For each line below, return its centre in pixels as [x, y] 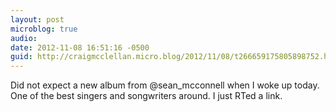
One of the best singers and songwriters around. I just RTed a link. [146, 96]
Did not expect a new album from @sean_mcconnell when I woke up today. [165, 85]
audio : [24, 38]
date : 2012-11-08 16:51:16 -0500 [80, 47]
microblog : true [44, 29]
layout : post [37, 19]
